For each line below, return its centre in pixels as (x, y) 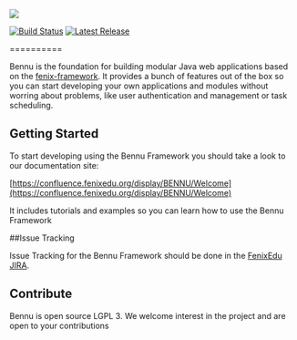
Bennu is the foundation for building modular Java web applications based (149, 67)
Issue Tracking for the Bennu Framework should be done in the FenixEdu (146, 255)
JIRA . (20, 265)
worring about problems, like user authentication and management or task (148, 95)
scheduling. (31, 105)
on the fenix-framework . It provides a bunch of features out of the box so (147, 76)
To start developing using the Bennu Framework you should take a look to (148, 156)
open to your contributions (59, 325)
